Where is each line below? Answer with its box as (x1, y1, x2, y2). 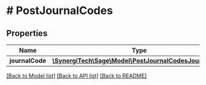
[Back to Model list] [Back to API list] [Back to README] (6, 72, 147, 79)
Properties (6, 28, 48, 39)
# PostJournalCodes (6, 4, 113, 18)
